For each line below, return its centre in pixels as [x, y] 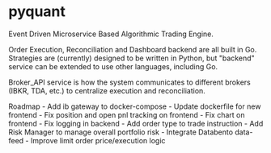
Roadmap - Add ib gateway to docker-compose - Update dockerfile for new [135, 106]
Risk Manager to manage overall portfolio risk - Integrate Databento [121, 132]
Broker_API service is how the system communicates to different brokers [129, 82]
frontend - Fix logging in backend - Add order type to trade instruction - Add [136, 123]
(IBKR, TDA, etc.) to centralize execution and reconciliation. [107, 90]
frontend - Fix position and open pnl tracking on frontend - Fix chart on [127, 114]
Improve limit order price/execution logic [98, 140]
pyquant [37, 12]
